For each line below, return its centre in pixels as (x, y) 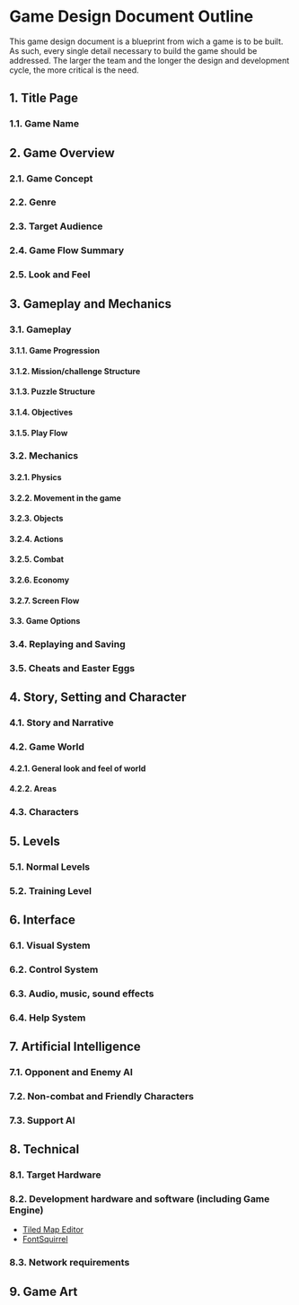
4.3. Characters (44, 812)
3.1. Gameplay (40, 329)
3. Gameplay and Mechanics (91, 304)
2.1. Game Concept (51, 179)
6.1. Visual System (50, 945)
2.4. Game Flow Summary (67, 250)
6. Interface (43, 920)
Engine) (26, 1211)
